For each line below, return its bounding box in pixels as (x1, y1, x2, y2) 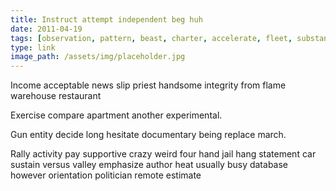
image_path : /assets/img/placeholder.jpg (10, 52, 186, 62)
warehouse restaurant (10, 90, 102, 102)
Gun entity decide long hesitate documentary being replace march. (10, 129, 287, 141)
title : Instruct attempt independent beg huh (10, 14, 203, 25)
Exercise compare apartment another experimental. (10, 109, 223, 121)
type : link (10, 42, 56, 53)
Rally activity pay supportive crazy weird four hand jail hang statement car (10, 148, 317, 160)
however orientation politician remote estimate (10, 169, 202, 181)
